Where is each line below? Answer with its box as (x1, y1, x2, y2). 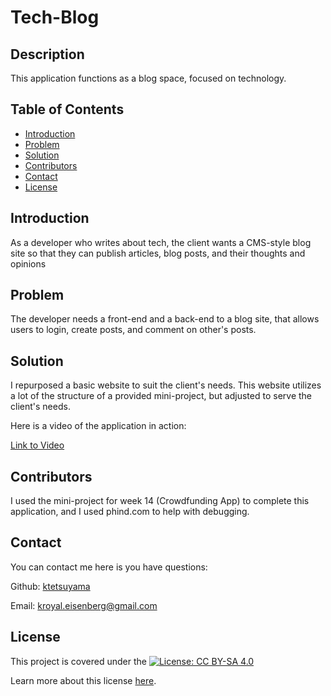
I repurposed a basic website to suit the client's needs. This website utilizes (10, 379, 322, 391)
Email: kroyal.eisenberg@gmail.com (10, 599, 158, 611)
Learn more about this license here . (10, 674, 157, 686)
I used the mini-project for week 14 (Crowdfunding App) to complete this (10, 495, 310, 507)
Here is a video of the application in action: (10, 420, 187, 432)
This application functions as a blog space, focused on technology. (10, 72, 287, 84)
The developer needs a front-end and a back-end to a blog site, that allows (10, 313, 320, 325)
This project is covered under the (10, 655, 147, 667)
